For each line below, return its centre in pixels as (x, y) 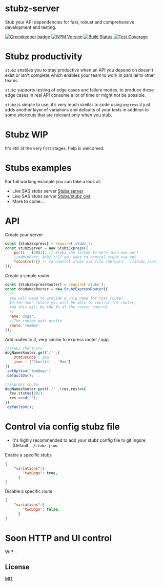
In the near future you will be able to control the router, (73, 303)
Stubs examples (38, 168)
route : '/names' (25, 326)
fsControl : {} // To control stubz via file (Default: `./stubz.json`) (87, 262)
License (17, 567)
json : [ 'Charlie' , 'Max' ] (42, 362)
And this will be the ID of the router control (59, 307)
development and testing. (31, 27)
